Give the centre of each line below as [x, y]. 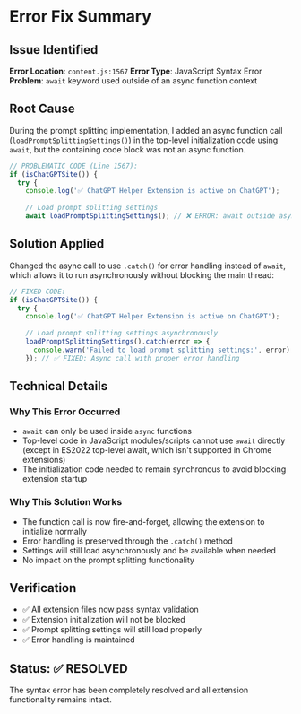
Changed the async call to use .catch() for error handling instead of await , [148, 266]
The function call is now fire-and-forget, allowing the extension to [143, 521]
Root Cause [43, 109]
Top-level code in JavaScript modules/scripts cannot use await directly [154, 440]
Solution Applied [57, 244]
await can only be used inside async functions [107, 431]
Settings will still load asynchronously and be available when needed [149, 550]
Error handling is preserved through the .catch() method [127, 541]
